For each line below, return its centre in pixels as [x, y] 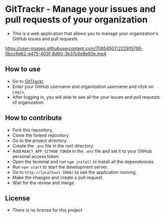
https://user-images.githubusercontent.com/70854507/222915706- [74, 48]
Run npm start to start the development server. [60, 167]
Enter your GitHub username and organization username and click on [83, 86]
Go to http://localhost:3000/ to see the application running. [75, 172]
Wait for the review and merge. [44, 183]
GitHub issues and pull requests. [46, 39]
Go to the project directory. [40, 141]
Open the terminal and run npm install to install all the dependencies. [83, 161]
